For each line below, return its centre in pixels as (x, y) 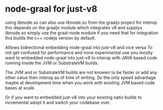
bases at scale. (20, 88)
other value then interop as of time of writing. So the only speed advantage (81, 77)
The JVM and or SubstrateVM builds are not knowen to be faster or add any (81, 72)
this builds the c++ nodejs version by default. (51, 38)
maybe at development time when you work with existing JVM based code (80, 82)
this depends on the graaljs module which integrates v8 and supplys (74, 27)
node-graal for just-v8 (51, 9)
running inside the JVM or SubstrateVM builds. (52, 63)
